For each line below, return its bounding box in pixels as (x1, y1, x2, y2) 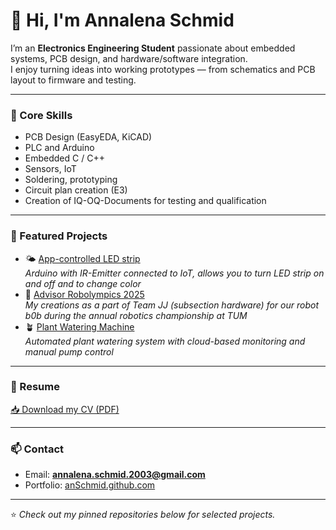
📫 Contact (10, 442, 64, 456)
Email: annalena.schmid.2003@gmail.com (24, 469, 206, 481)
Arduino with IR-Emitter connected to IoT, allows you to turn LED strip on (24, 267, 325, 279)
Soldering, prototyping (24, 174, 118, 186)
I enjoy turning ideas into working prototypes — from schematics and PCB (10, 63, 316, 75)
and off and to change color (24, 277, 142, 289)
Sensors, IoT (24, 163, 77, 175)
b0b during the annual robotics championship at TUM (24, 309, 248, 321)
